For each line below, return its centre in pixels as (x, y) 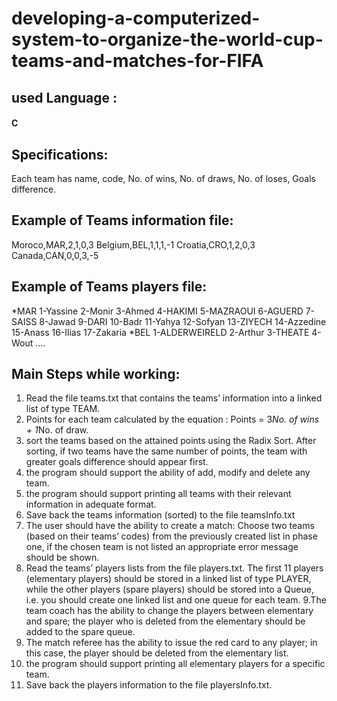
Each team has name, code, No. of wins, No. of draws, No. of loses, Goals (163, 178)
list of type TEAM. (63, 409)
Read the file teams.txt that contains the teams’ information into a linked (174, 398)
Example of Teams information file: (122, 220)
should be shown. (62, 558)
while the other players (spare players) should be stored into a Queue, (169, 589)
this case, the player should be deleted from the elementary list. (157, 653)
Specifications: (60, 154)
